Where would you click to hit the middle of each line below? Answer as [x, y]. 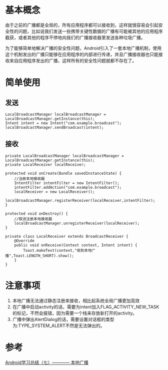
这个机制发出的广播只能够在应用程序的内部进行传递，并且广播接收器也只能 [82, 54]
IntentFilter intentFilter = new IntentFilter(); [67, 183]
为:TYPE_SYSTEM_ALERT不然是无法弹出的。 [58, 326]
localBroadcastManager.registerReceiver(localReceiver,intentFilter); [80, 200]
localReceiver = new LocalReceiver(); [54, 192]
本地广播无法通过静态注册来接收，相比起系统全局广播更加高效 [76, 301]
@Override [24, 241]
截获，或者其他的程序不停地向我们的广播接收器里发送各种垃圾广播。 [75, 37]
